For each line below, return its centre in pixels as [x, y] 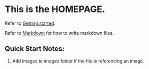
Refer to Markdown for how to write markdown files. [59, 33]
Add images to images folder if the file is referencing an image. [78, 61]
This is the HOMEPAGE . [55, 9]
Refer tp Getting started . [30, 23]
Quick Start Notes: [35, 49]
